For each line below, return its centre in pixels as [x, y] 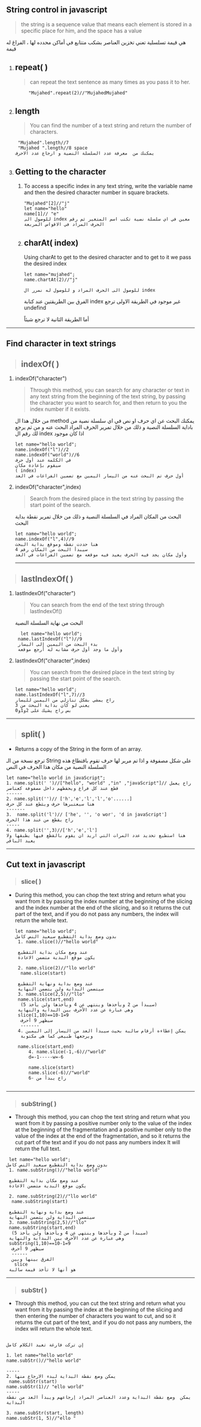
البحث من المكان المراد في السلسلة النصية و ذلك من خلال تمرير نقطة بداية [98, 517]
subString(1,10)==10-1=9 [39, 1243]
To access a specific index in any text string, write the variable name [108, 186]
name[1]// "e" [41, 214]
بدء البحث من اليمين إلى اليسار [58, 644]
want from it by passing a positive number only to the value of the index [103, 1123]
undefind [35, 308]
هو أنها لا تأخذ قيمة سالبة [42, 1270]
